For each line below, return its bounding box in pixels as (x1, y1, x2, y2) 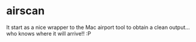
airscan (6, 4, 45, 18)
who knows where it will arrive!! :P (6, 30, 92, 37)
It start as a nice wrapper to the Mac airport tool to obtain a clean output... (6, 24, 190, 31)
